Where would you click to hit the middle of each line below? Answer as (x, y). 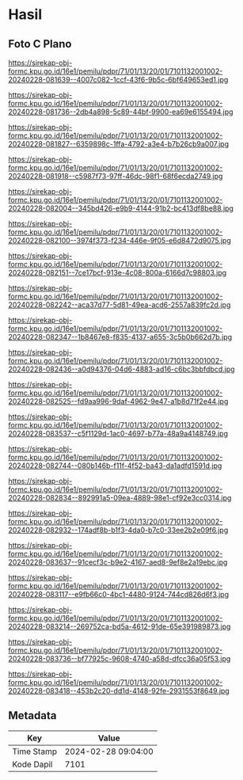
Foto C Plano (40, 44)
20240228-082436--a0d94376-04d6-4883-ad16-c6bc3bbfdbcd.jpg (121, 369)
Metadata (32, 715)
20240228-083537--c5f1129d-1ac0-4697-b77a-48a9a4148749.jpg (118, 434)
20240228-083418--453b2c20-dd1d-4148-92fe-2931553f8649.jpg (119, 691)
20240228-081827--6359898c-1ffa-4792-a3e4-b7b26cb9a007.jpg (119, 144)
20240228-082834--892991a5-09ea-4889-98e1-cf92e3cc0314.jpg (120, 498)
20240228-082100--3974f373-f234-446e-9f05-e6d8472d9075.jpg (120, 240)
